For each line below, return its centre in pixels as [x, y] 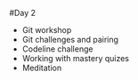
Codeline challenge [57, 49]
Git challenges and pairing [70, 40]
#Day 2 [22, 13]
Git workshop [47, 30]
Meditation [42, 68]
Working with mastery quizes [76, 58]
